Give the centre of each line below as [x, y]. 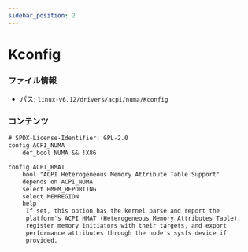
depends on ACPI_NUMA [57, 182]
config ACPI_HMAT [37, 167]
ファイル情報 [33, 80]
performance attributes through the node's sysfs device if [126, 233]
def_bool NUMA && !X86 [59, 153]
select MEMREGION [51, 196]
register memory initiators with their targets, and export [126, 226]
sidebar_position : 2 [42, 15]
